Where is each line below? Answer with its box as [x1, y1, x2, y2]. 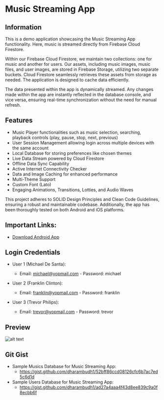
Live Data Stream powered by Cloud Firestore [12, 155, 104, 161]
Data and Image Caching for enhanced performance [12, 171, 118, 177]
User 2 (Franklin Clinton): [12, 280, 63, 286]
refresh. [5, 102, 21, 108]
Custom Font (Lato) [12, 181, 51, 187]
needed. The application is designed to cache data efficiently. [5, 77, 130, 83]
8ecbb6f [19, 390, 37, 396]
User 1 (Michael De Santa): [12, 261, 66, 267]
